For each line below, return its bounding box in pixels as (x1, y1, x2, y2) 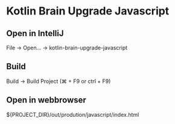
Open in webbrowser (6, 95, 86, 105)
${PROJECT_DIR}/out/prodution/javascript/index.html (6, 111, 139, 118)
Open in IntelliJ (6, 28, 65, 39)
